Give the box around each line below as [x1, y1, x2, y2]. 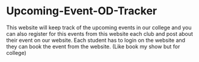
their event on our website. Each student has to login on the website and [6, 36, 185, 44]
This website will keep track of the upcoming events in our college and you [6, 24, 192, 31]
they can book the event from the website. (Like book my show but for [6, 43, 180, 50]
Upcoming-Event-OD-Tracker [6, 4, 158, 18]
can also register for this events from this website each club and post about [6, 30, 194, 37]
